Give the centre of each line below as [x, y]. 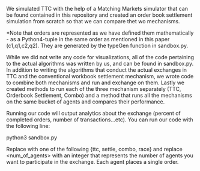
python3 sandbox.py [32, 138]
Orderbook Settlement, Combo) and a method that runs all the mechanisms [99, 95]
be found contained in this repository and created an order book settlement [99, 15]
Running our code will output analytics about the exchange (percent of [94, 113]
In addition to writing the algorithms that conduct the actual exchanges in [97, 70]
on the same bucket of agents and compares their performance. [86, 102]
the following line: [28, 126]
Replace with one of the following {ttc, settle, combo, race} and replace [95, 149]
